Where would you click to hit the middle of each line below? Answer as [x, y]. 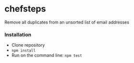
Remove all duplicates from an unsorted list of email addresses [67, 22]
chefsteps [25, 9]
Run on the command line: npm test [47, 55]
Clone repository [28, 45]
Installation [18, 35]
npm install [23, 51]
